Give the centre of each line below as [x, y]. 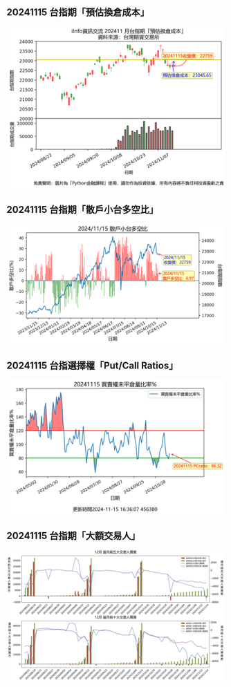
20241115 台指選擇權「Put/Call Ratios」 [92, 365]
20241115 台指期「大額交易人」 [73, 536]
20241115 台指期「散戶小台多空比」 [82, 210]
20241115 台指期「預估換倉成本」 [78, 12]
